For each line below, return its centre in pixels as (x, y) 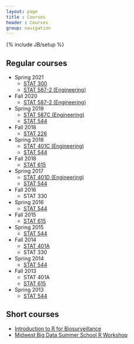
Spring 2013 (29, 290)
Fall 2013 (25, 271)
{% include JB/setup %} (35, 45)
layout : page (22, 11)
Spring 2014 (29, 259)
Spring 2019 (29, 109)
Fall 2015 (25, 215)
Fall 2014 (25, 240)
